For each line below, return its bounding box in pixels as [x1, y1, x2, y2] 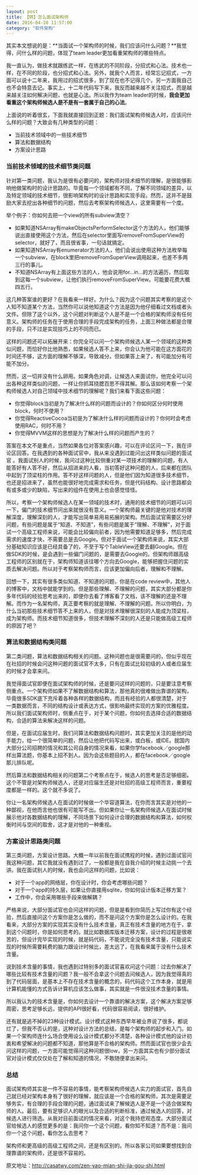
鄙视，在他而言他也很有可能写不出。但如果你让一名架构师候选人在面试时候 [11, 806, 192, 813]
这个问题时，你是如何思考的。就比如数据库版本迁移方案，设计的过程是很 [11, 928, 187, 936]
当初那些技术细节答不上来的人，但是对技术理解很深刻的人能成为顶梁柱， [16, 607, 192, 614]
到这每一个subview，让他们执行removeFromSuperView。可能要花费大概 [14, 276, 190, 283]
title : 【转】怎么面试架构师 [6, 14, 69, 20]
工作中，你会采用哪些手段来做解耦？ [14, 894, 103, 901]
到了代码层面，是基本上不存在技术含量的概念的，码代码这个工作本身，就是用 [6, 978, 192, 985]
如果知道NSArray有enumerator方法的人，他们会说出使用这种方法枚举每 [14, 246, 187, 253]
